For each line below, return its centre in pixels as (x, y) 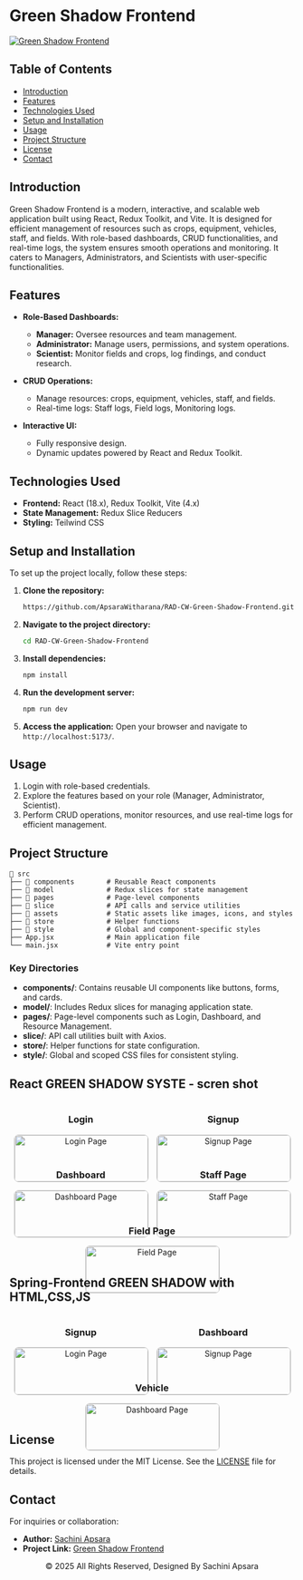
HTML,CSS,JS (50, 1297)
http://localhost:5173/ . (68, 736)
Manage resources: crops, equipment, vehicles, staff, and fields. (156, 399)
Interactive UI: (50, 426)
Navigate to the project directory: (86, 624)
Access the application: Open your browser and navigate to (135, 726)
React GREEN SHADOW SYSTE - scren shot (134, 1084)
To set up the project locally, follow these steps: (99, 573)
